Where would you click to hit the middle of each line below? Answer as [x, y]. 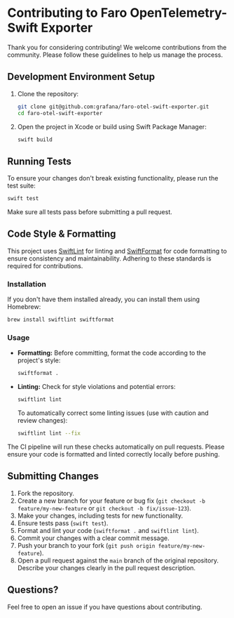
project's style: [39, 360]
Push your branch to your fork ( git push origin [86, 545]
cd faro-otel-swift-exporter [60, 113]
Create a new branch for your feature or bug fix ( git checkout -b [111, 501]
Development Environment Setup [81, 77]
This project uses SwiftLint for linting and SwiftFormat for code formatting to [117, 251]
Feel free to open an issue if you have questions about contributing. [105, 607]
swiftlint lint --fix [49, 433]
